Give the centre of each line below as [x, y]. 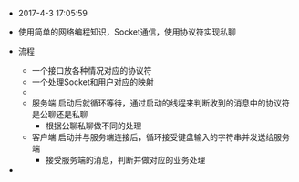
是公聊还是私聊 [60, 114]
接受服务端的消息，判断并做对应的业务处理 [125, 160]
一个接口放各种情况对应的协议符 [92, 71]
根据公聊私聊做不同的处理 [93, 126]
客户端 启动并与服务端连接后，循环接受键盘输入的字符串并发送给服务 [160, 137]
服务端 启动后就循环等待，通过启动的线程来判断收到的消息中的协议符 [160, 103]
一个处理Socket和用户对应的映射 [93, 82]
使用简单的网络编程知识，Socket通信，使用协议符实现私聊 [127, 32]
